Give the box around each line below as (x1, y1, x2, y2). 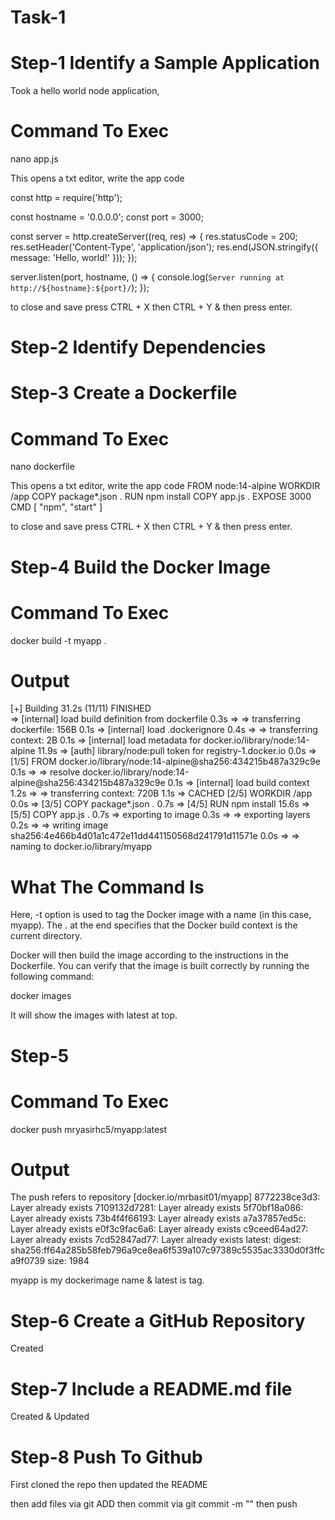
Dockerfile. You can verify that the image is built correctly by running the (10, 960, 310, 972)
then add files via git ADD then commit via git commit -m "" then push (10, 1498, 298, 1510)
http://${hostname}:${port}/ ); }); (10, 282, 150, 294)
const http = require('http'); (10, 192, 123, 204)
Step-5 (10, 1044, 70, 1067)
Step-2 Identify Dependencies (10, 336, 267, 359)
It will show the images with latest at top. (10, 1009, 178, 1021)
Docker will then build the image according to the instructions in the (10, 949, 289, 961)
